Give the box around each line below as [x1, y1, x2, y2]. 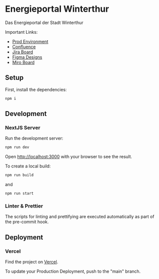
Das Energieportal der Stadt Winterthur [5, 20, 84, 25]
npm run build [5, 173, 34, 178]
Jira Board [12, 49, 33, 55]
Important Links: [5, 29, 38, 35]
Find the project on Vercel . [5, 258, 59, 265]
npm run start [5, 191, 34, 196]
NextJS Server [5, 124, 40, 131]
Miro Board [12, 59, 35, 65]
